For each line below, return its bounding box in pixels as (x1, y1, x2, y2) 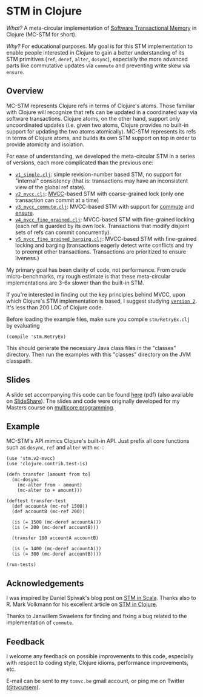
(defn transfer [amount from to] (6, 471, 91, 477)
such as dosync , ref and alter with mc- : (6, 444, 104, 451)
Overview (6, 86, 44, 96)
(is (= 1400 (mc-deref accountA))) (12, 546, 102, 552)
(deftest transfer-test (6, 498, 67, 504)
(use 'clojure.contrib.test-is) (6, 461, 88, 467)
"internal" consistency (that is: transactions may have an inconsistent (15, 177, 188, 184)
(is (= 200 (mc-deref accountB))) (12, 525, 99, 531)
